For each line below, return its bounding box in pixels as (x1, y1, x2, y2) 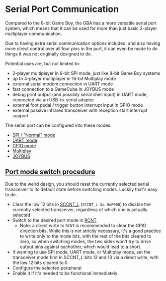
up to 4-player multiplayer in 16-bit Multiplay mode (12, 75, 116, 81)
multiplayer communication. (5, 30, 62, 36)
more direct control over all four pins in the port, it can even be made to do (5, 45, 158, 51)
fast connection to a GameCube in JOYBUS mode (12, 86, 114, 92)
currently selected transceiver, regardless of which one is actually (12, 206, 148, 213)
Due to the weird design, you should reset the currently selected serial (5, 181, 149, 187)
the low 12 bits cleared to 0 (12, 260, 68, 266)
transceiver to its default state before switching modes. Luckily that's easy (5, 186, 158, 192)
